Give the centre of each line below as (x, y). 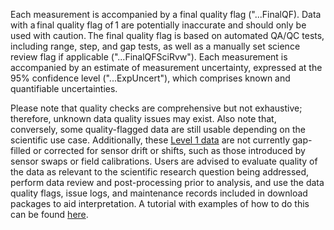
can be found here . (49, 214)
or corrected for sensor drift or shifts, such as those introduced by (169, 150)
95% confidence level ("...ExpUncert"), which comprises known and (150, 78)
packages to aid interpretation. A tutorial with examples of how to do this (160, 203)
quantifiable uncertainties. (64, 88)
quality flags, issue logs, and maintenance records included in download (159, 193)
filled (21, 150)
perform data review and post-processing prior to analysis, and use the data (167, 182)
